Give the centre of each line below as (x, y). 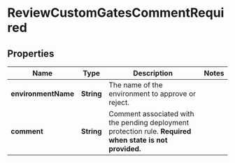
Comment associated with (151, 114)
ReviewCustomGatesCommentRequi (116, 13)
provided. (124, 149)
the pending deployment (149, 122)
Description (153, 73)
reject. (119, 102)
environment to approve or (152, 94)
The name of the (135, 85)
